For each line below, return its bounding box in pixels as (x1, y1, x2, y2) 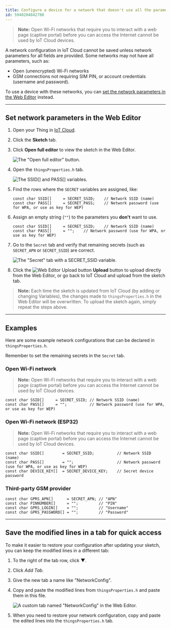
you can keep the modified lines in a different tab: (5, 547, 109, 553)
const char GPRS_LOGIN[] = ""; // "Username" (5, 505, 129, 511)
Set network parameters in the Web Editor (5, 113, 141, 122)
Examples (5, 324, 37, 332)
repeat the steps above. (17, 304, 68, 310)
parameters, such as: (5, 58, 50, 64)
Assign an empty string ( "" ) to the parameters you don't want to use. (12, 214, 158, 220)
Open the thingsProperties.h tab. (12, 166, 84, 173)
